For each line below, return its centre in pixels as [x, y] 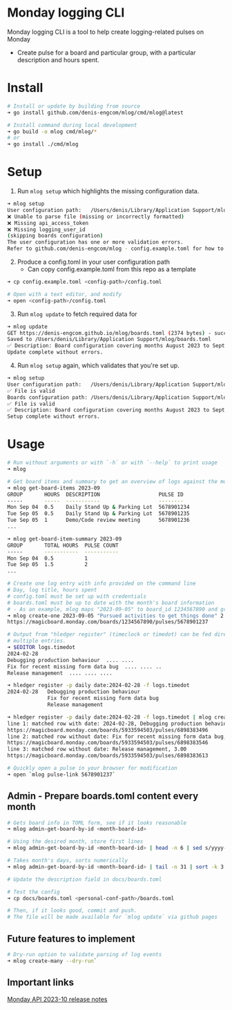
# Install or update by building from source [74, 106]
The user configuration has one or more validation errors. [96, 242]
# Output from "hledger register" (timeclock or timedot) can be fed [109, 634]
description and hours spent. [58, 59]
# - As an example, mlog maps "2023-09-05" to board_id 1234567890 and [112, 609]
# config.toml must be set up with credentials [77, 596]
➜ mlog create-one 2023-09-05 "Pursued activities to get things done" [112, 616]
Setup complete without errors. [54, 417]
